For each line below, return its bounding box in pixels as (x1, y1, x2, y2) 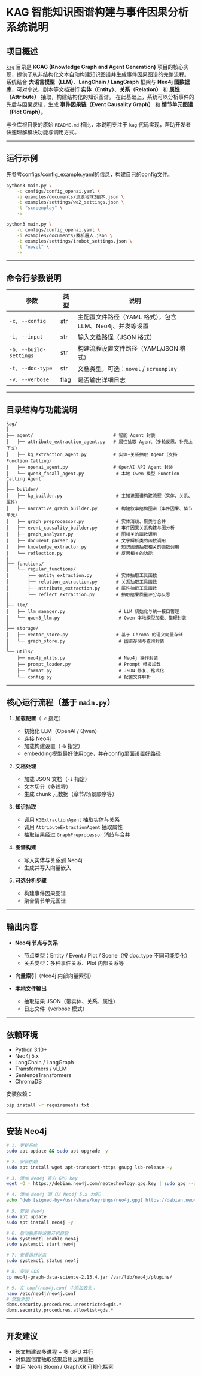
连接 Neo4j (23, 735, 51, 742)
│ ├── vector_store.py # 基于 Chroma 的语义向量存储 (6, 632, 184, 638)
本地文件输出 (14, 985, 47, 992)
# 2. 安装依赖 (6, 1159, 38, 1165)
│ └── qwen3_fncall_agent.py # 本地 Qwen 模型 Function (6, 471, 179, 477)
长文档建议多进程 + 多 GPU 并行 (14, 1348, 94, 1355)
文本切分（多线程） (23, 783, 72, 790)
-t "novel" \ (17, 244, 50, 250)
